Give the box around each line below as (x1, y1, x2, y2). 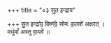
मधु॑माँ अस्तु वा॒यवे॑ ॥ (7, 28, 50, 35)
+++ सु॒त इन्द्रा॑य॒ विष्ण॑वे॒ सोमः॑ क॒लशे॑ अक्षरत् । (7, 20, 105, 28)
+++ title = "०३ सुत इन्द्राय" (7, 6, 76, 14)
